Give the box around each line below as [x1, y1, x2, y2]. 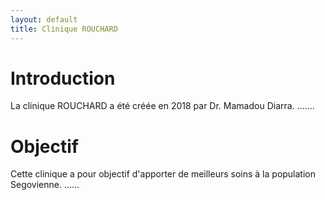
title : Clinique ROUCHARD [10, 24, 118, 34]
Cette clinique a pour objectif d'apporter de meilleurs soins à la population [10, 168, 317, 180]
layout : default [10, 14, 78, 25]
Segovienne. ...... [10, 179, 80, 191]
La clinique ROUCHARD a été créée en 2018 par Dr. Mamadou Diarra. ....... [10, 100, 315, 112]
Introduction [10, 67, 116, 90]
